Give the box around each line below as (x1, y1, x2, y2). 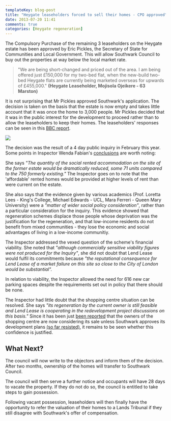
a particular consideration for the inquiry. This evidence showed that (5, 207, 149, 214)
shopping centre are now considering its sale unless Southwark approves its (5, 319, 165, 325)
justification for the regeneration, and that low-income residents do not (5, 219, 154, 225)
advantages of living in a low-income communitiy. (5, 229, 109, 235)
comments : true (5, 21, 38, 27)
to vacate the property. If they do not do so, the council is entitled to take (5, 383, 158, 390)
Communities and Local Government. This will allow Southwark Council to (5, 51, 160, 58)
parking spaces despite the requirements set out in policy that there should (5, 281, 163, 288)
